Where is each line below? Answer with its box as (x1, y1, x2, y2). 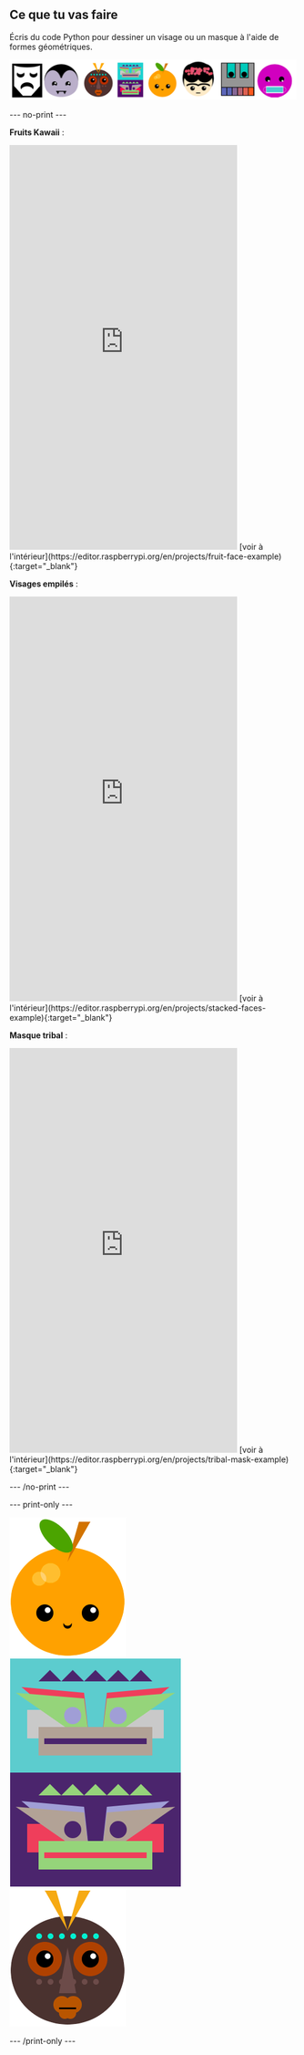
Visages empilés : (9, 578, 79, 589)
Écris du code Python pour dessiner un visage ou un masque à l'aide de (9, 31, 279, 42)
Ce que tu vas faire (9, 7, 118, 23)
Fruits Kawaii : (9, 127, 66, 138)
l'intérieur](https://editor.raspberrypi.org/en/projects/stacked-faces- (9, 1002, 267, 1013)
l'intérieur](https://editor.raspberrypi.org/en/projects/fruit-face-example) (9, 551, 282, 562)
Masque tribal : (9, 1030, 68, 1041)
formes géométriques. (9, 41, 93, 52)
